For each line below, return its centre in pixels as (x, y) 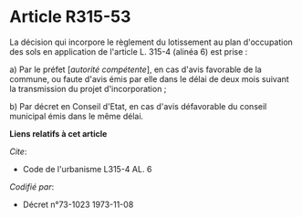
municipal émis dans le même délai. (77, 116)
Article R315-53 (70, 17)
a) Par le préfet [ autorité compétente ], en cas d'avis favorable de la (135, 69)
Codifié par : (32, 186)
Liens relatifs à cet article (58, 133)
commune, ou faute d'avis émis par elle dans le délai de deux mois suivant (149, 78)
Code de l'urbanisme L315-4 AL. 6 (87, 169)
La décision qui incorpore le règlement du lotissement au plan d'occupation (151, 42)
